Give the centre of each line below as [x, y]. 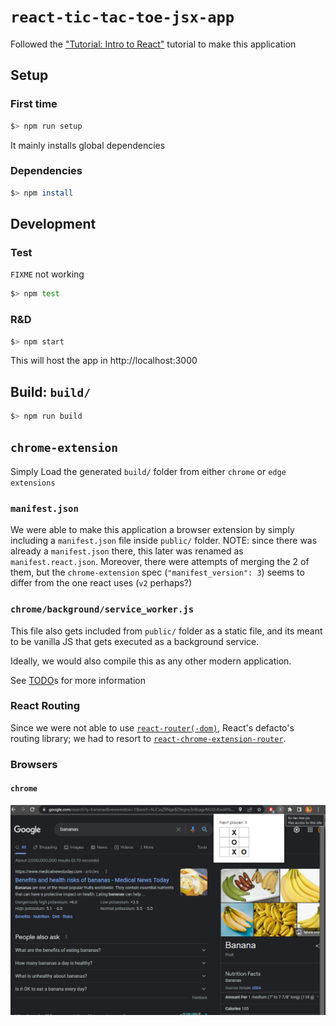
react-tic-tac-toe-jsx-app [122, 17]
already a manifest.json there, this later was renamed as [127, 551]
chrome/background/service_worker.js [102, 609]
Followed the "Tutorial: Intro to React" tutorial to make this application [153, 44]
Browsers [34, 764]
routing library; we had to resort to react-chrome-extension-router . [148, 738]
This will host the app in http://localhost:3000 [104, 361]
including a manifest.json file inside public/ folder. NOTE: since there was [164, 541]
